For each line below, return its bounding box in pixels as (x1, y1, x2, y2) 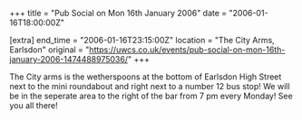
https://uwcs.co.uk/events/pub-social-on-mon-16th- (89, 44, 286, 55)
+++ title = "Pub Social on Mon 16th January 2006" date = (9, 8, 228, 18)
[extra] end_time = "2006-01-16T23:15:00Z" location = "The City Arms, (9, 35, 275, 45)
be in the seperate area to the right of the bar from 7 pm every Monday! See (9, 90, 293, 101)
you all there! (9, 100, 59, 111)
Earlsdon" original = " (9, 44, 90, 55)
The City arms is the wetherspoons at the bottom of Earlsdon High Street (9, 71, 282, 82)
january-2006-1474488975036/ (9, 54, 129, 64)
